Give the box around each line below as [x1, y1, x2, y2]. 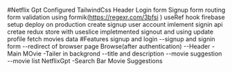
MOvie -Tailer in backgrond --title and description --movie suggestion [23, 49, 222, 58]
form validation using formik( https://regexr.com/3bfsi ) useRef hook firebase [7, 13, 225, 21]
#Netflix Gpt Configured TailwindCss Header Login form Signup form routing [7, 6, 226, 14]
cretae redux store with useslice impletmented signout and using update [7, 27, 213, 36]
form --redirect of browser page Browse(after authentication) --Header [7, 43, 211, 50]
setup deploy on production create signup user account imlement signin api [7, 21, 223, 28]
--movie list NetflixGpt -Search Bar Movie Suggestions [7, 57, 163, 64]
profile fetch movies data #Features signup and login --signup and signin [7, 35, 216, 43]
